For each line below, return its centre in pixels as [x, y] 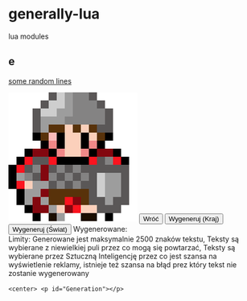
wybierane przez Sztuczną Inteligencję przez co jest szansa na [113, 256]
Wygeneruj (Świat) [40, 229]
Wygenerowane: [100, 229]
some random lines [40, 80]
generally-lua [54, 14]
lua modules [29, 36]
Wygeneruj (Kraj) [194, 219]
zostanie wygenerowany [49, 273]
